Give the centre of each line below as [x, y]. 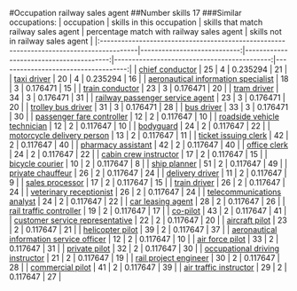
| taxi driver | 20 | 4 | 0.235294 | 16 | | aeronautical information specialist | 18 [149, 79]
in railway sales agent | [51, 41]
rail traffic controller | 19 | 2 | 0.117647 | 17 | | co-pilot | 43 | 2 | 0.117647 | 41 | [148, 211]
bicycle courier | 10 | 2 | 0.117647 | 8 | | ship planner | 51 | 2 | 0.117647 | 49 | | [148, 164]
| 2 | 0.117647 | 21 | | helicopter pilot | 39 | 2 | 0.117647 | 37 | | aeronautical [143, 229]
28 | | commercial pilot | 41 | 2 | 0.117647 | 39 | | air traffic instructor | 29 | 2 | [148, 267]
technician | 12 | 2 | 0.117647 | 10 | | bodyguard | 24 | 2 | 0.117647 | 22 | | [140, 126]
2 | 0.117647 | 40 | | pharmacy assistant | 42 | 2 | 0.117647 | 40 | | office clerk [148, 145]
